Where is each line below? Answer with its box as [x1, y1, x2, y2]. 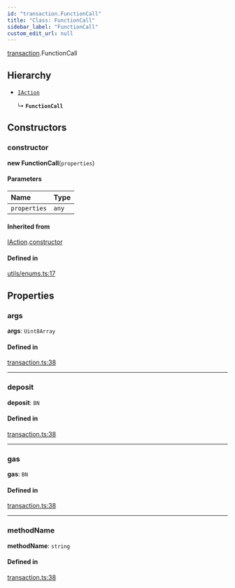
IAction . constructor [7, 238, 63, 246]
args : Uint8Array [7, 327, 56, 335]
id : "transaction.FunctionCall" [7, 10, 101, 18]
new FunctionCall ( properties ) [7, 158, 95, 167]
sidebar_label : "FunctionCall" [7, 23, 99, 30]
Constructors [7, 122, 67, 134]
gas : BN [7, 470, 29, 479]
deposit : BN [7, 398, 40, 406]
